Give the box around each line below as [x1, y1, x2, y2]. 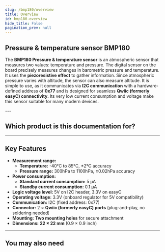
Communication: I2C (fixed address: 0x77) [12, 199, 100, 205]
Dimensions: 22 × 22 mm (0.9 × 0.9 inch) [12, 220, 97, 226]
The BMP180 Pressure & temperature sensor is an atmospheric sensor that [5, 56, 159, 62]
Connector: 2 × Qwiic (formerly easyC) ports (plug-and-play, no [12, 204, 145, 210]
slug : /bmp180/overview [5, 7, 54, 12]
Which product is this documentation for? [5, 122, 136, 131]
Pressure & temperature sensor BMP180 [5, 44, 130, 52]
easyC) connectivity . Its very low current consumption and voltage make [5, 93, 154, 99]
